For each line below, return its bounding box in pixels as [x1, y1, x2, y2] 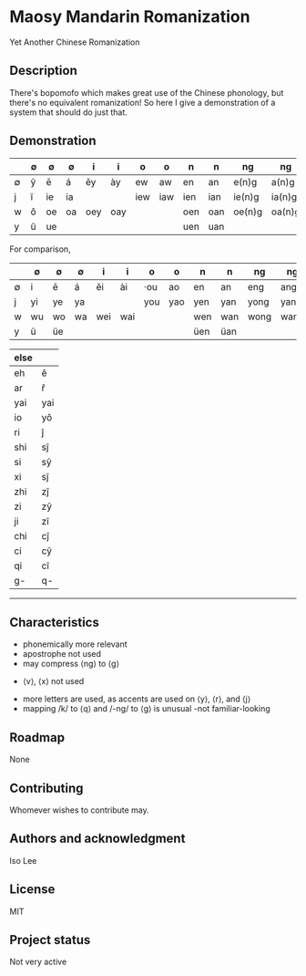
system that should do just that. [9, 107, 127, 118]
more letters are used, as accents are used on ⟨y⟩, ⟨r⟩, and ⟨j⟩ [22, 693, 251, 704]
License [9, 882, 56, 898]
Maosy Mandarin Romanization [9, 6, 250, 27]
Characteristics [9, 614, 100, 630]
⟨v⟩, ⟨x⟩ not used [22, 676, 85, 687]
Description [9, 63, 77, 78]
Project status [9, 932, 91, 948]
